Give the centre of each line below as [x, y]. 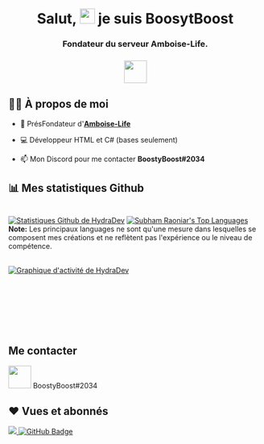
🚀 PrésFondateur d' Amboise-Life [75, 123]
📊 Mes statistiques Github [76, 188]
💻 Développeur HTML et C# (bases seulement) [99, 139]
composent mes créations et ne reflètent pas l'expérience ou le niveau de [130, 237]
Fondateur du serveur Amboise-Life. [135, 44]
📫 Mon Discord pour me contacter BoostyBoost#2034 [112, 159]
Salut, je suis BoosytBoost [135, 19]
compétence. [30, 246]
